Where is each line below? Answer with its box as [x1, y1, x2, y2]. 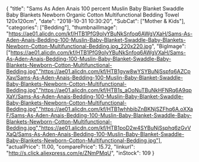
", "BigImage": [151, 43, 186, 50]
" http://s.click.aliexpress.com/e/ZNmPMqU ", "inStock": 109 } [6, 150, 155, 156]
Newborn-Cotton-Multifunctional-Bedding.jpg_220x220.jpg [6, 43, 152, 50]
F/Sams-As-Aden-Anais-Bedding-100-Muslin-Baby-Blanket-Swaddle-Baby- [6, 112, 192, 119]
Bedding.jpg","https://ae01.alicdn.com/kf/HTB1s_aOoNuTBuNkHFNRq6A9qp [6, 87, 192, 93]
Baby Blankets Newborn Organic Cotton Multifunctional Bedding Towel [6, 11, 179, 18]
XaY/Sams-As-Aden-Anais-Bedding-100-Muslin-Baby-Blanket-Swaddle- [6, 93, 184, 100]
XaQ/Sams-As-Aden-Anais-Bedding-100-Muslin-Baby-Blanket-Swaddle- [6, 131, 185, 138]
